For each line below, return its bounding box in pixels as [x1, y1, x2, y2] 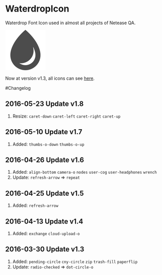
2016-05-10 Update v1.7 [5, 128, 83, 136]
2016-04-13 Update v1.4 [5, 217, 84, 226]
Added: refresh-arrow [12, 202, 59, 208]
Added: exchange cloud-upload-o [12, 231, 80, 236]
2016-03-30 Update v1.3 [5, 245, 85, 254]
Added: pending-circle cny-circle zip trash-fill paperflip [12, 258, 138, 264]
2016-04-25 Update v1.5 [5, 189, 84, 197]
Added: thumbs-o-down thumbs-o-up [12, 141, 85, 147]
